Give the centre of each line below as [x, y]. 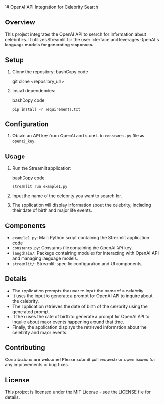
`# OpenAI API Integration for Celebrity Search [52, 7]
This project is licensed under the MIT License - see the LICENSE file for [78, 392]
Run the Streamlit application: [42, 168]
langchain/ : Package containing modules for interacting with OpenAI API [85, 253]
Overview [20, 22]
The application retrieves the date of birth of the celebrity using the [80, 306]
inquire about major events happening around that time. [68, 322]
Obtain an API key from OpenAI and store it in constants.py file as [78, 136]
